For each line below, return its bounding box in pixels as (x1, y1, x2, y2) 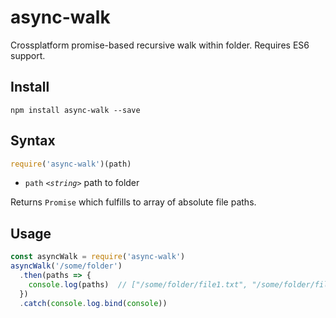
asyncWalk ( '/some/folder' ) (10, 261, 123, 271)
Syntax (10, 132, 56, 150)
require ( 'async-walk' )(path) (10, 159, 132, 169)
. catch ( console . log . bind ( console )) (19, 298, 168, 308)
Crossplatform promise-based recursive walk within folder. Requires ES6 (10, 39, 310, 51)
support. (10, 49, 46, 61)
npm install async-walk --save (10, 105, 141, 115)
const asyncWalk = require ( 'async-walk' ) (10, 252, 186, 262)
